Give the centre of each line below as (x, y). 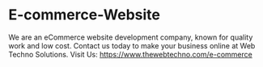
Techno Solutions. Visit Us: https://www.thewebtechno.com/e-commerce (130, 54)
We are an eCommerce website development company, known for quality (131, 37)
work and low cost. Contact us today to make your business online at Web (132, 45)
